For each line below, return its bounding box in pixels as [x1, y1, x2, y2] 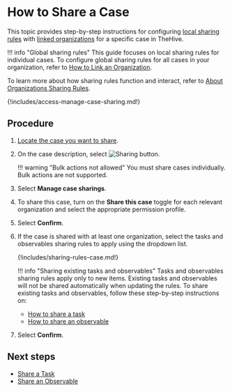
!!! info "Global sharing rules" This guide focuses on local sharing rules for [7, 48, 219, 56]
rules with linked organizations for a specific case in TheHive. [7, 34, 184, 43]
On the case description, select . [17, 149, 160, 158]
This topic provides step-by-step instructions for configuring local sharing [7, 27, 219, 36]
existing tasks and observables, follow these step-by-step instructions [17, 289, 219, 297]
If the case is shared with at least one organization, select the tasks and [17, 232, 224, 241]
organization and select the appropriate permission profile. [17, 205, 186, 213]
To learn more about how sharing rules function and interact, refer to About [7, 76, 223, 84]
